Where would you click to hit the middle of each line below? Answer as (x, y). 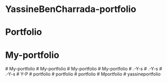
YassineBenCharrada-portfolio (71, 9)
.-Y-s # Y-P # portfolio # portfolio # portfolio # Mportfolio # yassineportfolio (83, 74)
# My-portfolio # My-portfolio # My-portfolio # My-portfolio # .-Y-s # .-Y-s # (84, 69)
